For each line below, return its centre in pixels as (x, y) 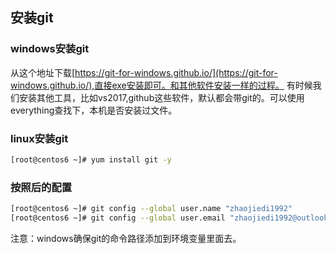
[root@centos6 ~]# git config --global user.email (118, 218)
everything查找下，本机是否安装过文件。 (94, 110)
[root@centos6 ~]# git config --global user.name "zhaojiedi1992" (151, 209)
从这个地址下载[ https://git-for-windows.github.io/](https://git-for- (144, 72)
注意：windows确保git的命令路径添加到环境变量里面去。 (126, 238)
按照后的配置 (41, 187)
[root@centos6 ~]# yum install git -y (91, 159)
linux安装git (39, 138)
